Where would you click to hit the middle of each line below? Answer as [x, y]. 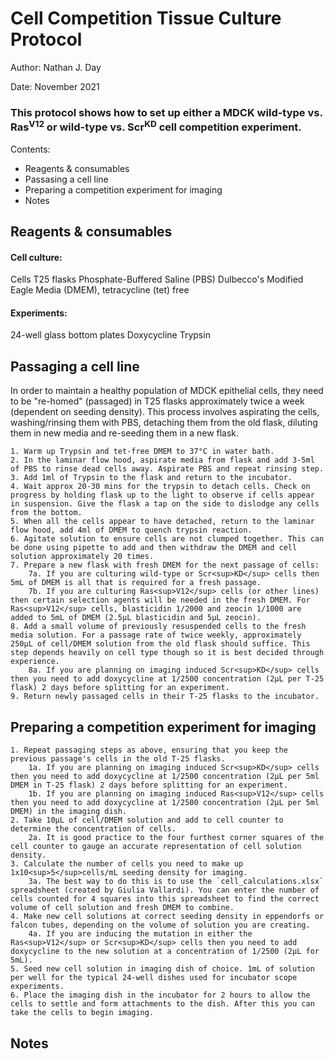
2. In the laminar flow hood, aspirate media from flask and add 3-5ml [162, 460]
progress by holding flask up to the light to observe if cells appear [162, 495]
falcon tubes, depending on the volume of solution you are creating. [160, 925]
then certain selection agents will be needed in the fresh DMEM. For [160, 600]
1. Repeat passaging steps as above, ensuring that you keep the [149, 750]
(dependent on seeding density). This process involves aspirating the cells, [165, 412]
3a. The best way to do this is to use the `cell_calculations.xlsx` [176, 882]
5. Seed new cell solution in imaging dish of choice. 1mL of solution [162, 969]
